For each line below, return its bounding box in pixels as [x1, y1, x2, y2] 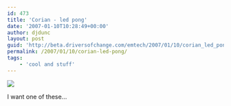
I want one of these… [7, 92, 67, 101]
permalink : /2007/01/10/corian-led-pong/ [7, 49, 128, 55]
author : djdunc [7, 29, 51, 36]
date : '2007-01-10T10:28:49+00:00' [7, 23, 109, 29]
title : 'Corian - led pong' [7, 16, 88, 23]
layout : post [7, 36, 45, 42]
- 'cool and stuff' [19, 61, 76, 68]
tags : [7, 55, 23, 62]
